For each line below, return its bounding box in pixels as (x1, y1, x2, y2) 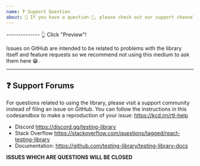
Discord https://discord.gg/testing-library (14, 123, 116, 130)
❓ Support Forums (6, 81, 74, 91)
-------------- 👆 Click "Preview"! (6, 31, 87, 38)
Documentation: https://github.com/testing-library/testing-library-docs (14, 142, 189, 149)
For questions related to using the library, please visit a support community (6, 99, 190, 107)
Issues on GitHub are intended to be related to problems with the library (6, 44, 182, 52)
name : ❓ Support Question (6, 8, 70, 15)
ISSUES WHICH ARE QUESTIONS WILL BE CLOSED (6, 154, 133, 161)
